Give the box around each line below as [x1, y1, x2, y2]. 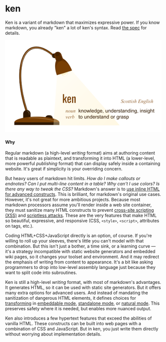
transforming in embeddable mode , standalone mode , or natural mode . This [5, 300, 160, 306]
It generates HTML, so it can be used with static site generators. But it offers [5, 284, 161, 291]
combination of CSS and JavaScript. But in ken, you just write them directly [5, 326, 159, 332]
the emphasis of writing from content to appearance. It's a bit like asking [5, 259, 153, 265]
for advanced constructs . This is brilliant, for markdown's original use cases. [5, 191, 162, 197]
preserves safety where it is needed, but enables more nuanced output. [5, 306, 152, 312]
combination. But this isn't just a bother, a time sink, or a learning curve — [5, 243, 156, 249]
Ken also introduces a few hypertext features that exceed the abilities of [5, 315, 152, 321]
